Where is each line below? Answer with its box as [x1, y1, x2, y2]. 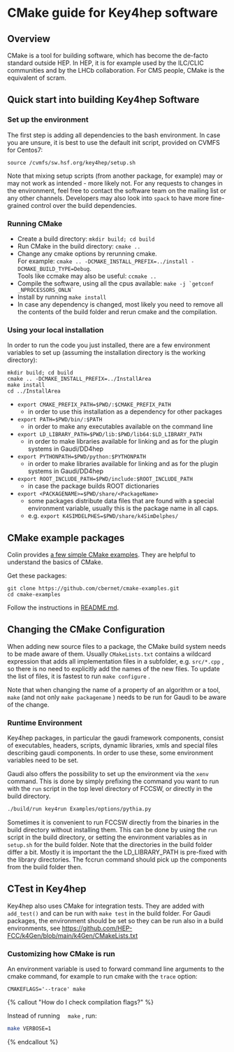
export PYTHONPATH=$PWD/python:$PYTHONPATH [17, 454, 147, 461]
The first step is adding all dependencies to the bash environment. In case [7, 131, 221, 139]
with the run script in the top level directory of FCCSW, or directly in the [7, 785, 213, 793]
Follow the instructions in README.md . [7, 603, 119, 612]
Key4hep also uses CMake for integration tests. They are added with [7, 902, 205, 910]
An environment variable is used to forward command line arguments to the [7, 965, 225, 974]
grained [7, 201, 30, 209]
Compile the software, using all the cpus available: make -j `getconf [17, 279, 214, 288]
